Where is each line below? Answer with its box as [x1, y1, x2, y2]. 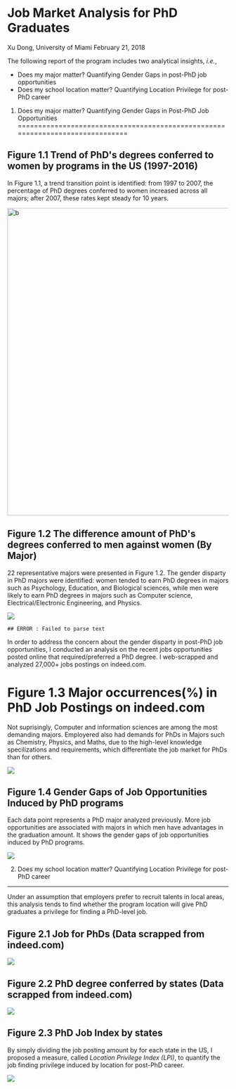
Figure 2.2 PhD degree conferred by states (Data [7, 977, 224, 989]
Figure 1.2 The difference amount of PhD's [7, 528, 196, 540]
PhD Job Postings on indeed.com [7, 700, 205, 715]
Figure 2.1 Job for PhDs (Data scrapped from [7, 928, 205, 940]
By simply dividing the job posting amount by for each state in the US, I [7, 1045, 213, 1054]
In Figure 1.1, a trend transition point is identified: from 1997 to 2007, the [7, 179, 214, 187]
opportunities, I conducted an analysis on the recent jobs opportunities [7, 645, 213, 653]
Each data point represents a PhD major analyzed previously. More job [7, 816, 211, 824]
